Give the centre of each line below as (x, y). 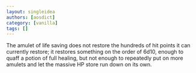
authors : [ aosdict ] (31, 17)
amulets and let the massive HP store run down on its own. (79, 65)
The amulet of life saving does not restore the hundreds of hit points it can (99, 45)
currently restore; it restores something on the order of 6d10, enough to (95, 52)
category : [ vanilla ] (32, 23)
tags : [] (17, 28)
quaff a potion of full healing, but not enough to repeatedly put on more (95, 58)
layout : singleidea (31, 12)
